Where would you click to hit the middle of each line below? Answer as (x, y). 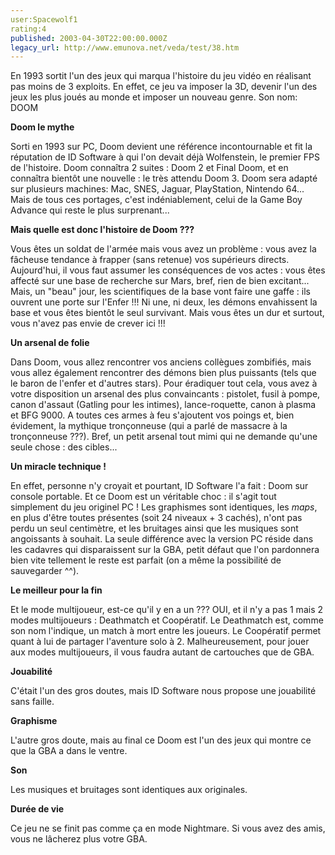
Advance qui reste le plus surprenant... (90, 210)
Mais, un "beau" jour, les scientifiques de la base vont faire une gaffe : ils (160, 292)
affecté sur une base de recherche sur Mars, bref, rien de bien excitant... (160, 281)
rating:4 (28, 29)
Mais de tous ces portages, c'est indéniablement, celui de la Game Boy (156, 200)
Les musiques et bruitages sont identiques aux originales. (129, 790)
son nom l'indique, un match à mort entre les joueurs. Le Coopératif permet (166, 631)
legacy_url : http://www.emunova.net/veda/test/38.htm (125, 47)
